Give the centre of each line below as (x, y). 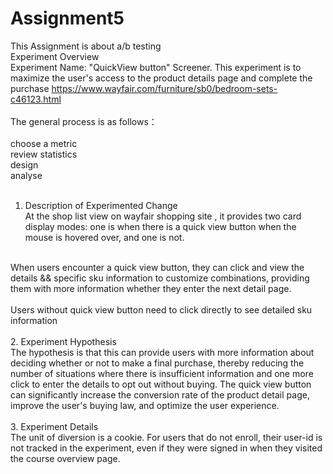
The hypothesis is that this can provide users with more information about (162, 352)
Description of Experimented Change (101, 205)
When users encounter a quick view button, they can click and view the (157, 267)
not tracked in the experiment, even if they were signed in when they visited (166, 448)
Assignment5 (67, 18)
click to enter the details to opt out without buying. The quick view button (161, 384)
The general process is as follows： (84, 121)
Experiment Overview (55, 56)
